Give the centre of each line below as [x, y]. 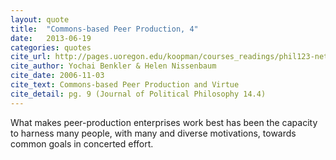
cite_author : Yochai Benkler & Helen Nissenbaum [113, 66]
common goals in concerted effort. [82, 143]
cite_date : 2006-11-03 [57, 76]
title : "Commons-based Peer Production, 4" [104, 29]
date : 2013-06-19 [51, 38]
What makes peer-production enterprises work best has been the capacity [164, 122]
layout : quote [40, 19]
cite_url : [31, 57]
